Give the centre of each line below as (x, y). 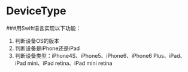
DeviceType (36, 11)
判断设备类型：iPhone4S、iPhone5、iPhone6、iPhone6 (84, 55)
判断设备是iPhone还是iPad (47, 48)
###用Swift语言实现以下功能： (44, 28)
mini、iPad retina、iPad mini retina (70, 63)
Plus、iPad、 (169, 55)
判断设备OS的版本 (37, 40)
